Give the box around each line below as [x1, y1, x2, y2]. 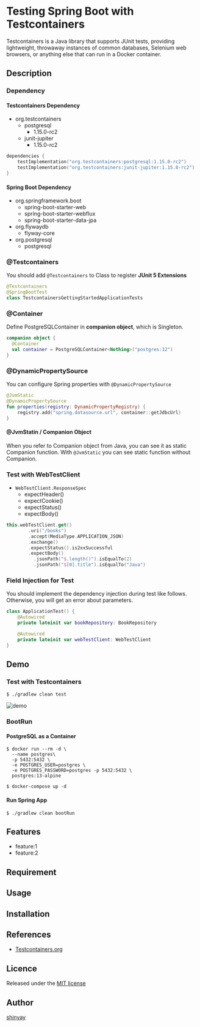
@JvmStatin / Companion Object [6, 428, 91, 436]
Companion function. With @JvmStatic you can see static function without [6, 448, 191, 456]
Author [6, 997, 34, 1007]
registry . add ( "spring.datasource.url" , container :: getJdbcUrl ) [17, 409, 182, 415]
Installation [6, 908, 50, 919]
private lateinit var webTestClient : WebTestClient [17, 636, 151, 643]
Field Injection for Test [6, 576, 74, 585]
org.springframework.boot [15, 197, 82, 204]
